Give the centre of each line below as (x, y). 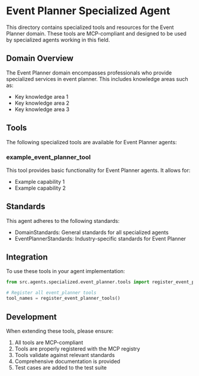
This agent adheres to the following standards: (63, 221)
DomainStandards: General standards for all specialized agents (92, 232)
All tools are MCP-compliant (49, 342)
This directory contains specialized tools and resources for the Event (90, 27)
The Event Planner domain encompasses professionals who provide (89, 73)
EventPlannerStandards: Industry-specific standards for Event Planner (100, 238)
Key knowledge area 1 (41, 96)
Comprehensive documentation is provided (67, 361)
